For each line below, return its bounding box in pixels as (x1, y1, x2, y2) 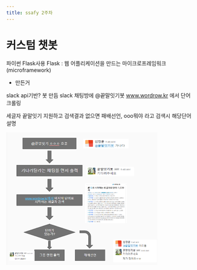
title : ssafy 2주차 (6, 10, 53, 16)
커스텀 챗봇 (6, 38, 58, 52)
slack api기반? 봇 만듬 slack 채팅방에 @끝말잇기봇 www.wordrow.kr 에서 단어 (6, 91, 191, 99)
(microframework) (6, 66, 51, 74)
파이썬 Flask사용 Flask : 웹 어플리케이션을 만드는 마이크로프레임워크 (6, 59, 166, 66)
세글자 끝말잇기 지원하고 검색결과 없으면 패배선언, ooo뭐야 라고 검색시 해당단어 (6, 112, 192, 119)
